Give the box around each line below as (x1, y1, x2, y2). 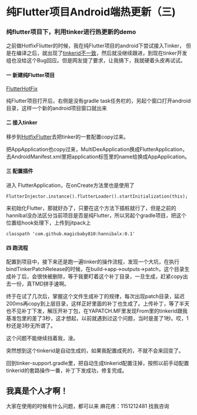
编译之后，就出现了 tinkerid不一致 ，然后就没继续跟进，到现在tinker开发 (16, 49, 188, 56)
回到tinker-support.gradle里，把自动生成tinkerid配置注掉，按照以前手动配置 (6, 360, 189, 367)
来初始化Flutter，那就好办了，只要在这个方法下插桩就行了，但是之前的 (6, 205, 176, 212)
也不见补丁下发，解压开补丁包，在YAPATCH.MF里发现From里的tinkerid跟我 (6, 307, 188, 314)
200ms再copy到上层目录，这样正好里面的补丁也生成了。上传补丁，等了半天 (6, 300, 190, 307)
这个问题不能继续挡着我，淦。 (6, 334, 78, 342)
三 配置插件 (6, 168, 34, 175)
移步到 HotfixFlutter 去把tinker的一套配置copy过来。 (6, 133, 129, 140)
